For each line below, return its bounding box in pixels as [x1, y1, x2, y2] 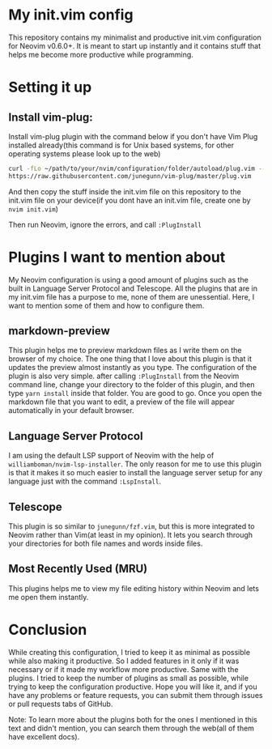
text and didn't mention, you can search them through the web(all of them [8, 723, 255, 733]
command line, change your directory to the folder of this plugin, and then [8, 380, 255, 389]
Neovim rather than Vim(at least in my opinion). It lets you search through [8, 530, 253, 540]
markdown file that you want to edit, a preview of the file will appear [8, 397, 235, 406]
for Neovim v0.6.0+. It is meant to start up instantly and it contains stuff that [8, 40, 261, 50]
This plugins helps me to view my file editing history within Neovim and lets [8, 583, 259, 593]
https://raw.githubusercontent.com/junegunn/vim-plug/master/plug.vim [8, 172, 252, 180]
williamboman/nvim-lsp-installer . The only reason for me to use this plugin [8, 459, 261, 469]
